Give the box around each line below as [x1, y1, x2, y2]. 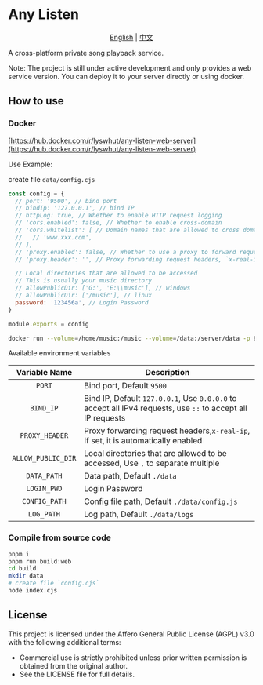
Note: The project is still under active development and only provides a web [8, 63, 252, 72]
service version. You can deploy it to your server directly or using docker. [8, 71, 245, 81]
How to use [8, 94, 64, 107]
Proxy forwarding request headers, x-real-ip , [83, 425, 250, 436]
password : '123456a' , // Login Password [15, 298, 149, 307]
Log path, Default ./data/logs [83, 508, 194, 519]
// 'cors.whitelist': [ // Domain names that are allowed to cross [15, 226, 240, 234]
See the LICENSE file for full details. [19, 669, 135, 679]
